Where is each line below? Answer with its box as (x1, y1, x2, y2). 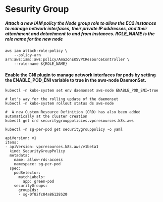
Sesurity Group (5, 3, 69, 15)
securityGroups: (14, 183, 48, 189)
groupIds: (18, 188, 39, 193)
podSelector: (14, 170, 41, 175)
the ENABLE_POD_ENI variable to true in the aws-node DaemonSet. (5, 77, 146, 83)
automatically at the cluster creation (5, 114, 88, 119)
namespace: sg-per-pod (14, 162, 61, 167)
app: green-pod (23, 179, 54, 184)
